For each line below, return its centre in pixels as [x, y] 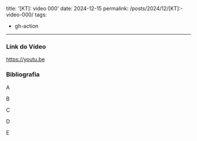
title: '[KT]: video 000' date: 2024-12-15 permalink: [67, 8]
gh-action [26, 26]
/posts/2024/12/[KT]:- [157, 8]
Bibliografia [23, 74]
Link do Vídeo [26, 46]
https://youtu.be [26, 59]
